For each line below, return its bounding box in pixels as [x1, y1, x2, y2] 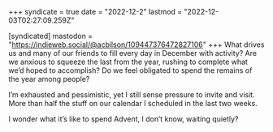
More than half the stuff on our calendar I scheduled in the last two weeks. [8, 99, 258, 108]
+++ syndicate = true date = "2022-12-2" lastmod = [8, 7, 183, 16]
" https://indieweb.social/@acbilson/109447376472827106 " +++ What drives [8, 40, 265, 49]
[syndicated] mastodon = [8, 32, 93, 40]
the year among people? [8, 75, 90, 83]
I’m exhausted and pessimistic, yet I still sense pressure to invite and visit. [8, 90, 255, 100]
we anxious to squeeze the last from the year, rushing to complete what [8, 57, 248, 66]
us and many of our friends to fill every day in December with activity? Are [8, 49, 258, 57]
